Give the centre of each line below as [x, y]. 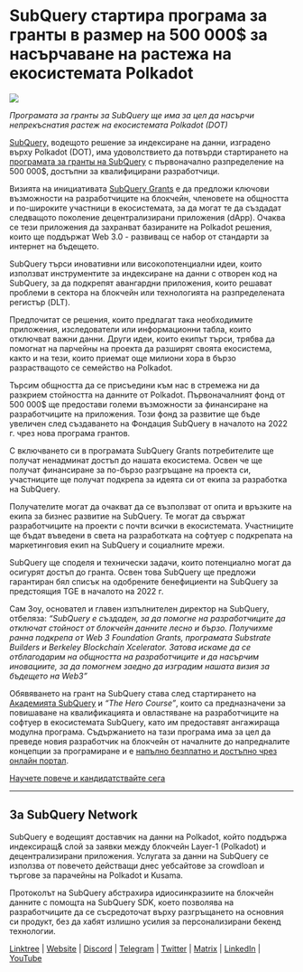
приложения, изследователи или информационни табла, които [130, 329]
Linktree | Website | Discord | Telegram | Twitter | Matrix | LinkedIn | [135, 949]
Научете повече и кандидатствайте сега [87, 778]
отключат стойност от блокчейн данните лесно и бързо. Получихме [141, 628]
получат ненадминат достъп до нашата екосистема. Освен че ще [136, 460]
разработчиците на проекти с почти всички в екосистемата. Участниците [151, 526]
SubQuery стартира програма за [138, 16]
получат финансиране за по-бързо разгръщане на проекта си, [130, 470]
